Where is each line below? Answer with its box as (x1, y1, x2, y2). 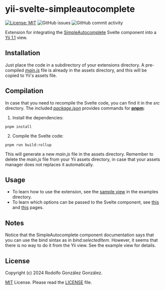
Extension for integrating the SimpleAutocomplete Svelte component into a (5, 29, 157, 35)
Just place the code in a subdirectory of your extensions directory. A (5, 62, 144, 68)
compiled (5, 67, 24, 73)
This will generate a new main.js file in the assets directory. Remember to (5, 151, 154, 157)
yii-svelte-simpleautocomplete (5, 3, 135, 15)
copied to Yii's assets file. (5, 72, 57, 78)
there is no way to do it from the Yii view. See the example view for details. (5, 243, 156, 249)
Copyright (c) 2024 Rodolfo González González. (5, 270, 102, 276)
